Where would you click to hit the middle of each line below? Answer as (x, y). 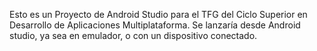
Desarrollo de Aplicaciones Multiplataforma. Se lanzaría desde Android (155, 25)
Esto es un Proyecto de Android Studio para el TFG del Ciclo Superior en (158, 14)
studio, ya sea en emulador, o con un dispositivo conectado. (133, 35)
